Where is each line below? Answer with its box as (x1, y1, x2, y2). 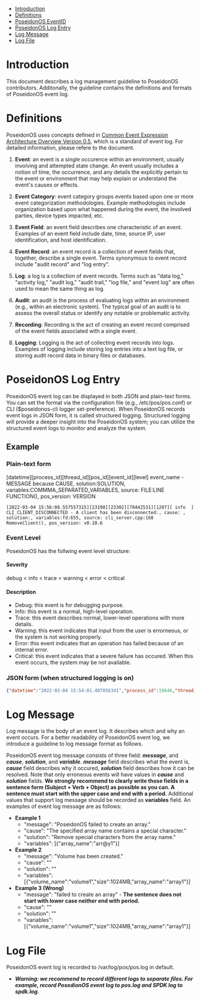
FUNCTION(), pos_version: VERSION (6, 492, 96, 500)
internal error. (14, 646, 49, 653)
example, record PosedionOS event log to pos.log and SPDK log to (14, 982, 183, 989)
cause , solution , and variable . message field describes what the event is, (6, 758, 190, 765)
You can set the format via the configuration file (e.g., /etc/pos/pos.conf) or (6, 399, 193, 406)
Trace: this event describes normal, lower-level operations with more (14, 614, 185, 621)
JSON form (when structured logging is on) (6, 674, 134, 683)
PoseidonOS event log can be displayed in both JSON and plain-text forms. (6, 392, 192, 399)
